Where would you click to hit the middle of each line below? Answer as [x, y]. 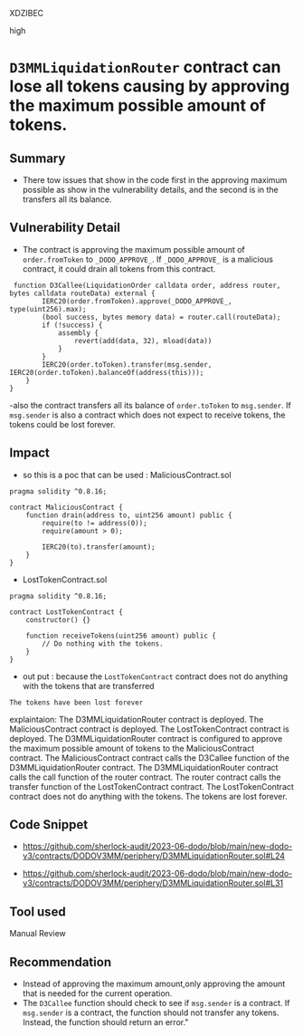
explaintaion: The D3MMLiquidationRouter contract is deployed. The [137, 719]
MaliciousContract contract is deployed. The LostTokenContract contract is [149, 729]
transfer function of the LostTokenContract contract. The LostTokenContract [151, 786]
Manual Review [38, 934]
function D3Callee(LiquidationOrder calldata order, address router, [147, 285]
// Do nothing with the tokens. [103, 643]
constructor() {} [58, 619]
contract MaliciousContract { [66, 507]
